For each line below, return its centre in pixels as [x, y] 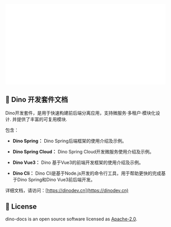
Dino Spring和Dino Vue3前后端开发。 [56, 179]
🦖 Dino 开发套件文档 [37, 100]
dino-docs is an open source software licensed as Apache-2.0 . [71, 219]
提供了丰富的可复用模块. [42, 119]
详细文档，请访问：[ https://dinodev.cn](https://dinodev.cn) [67, 190]
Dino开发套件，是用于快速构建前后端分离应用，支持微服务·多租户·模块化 [81, 113]
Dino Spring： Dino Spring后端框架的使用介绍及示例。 [69, 141]
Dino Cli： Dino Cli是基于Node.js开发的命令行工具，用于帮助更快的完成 [87, 173]
